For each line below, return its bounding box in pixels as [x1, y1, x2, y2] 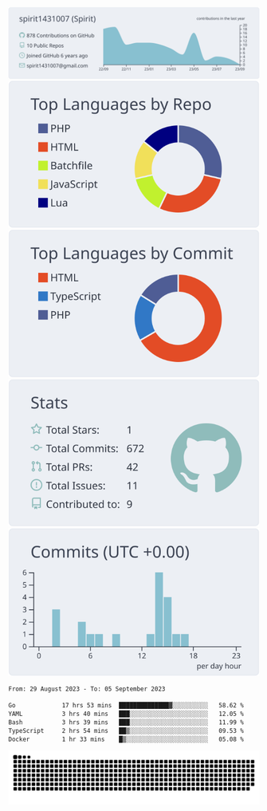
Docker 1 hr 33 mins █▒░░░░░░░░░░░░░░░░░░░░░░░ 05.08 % [8, 735, 245, 743]
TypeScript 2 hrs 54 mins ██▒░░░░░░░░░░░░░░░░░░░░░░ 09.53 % [8, 726, 245, 734]
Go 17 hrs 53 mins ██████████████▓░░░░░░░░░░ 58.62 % [8, 702, 245, 710]
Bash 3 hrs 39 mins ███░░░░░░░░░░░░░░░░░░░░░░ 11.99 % [8, 718, 245, 726]
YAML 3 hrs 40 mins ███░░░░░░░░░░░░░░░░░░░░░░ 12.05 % [8, 710, 245, 718]
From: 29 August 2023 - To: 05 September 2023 [8, 685, 166, 693]
